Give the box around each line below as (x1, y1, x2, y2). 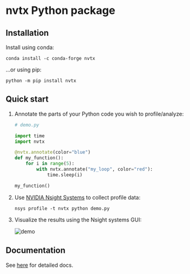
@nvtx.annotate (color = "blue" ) (14, 149, 91, 155)
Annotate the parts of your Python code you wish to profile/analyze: (14, 110, 184, 117)
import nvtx (14, 139, 45, 145)
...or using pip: (5, 66, 42, 73)
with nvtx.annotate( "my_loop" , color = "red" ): (36, 166, 153, 172)
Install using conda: (5, 44, 54, 51)
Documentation (5, 246, 66, 256)
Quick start (5, 94, 49, 105)
